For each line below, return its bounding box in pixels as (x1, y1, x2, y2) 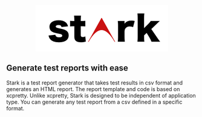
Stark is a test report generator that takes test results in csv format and (6, 79, 183, 86)
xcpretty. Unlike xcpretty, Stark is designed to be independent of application (6, 92, 197, 99)
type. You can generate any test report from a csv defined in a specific (6, 98, 183, 106)
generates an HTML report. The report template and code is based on (6, 85, 180, 92)
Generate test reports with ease (6, 63, 129, 74)
